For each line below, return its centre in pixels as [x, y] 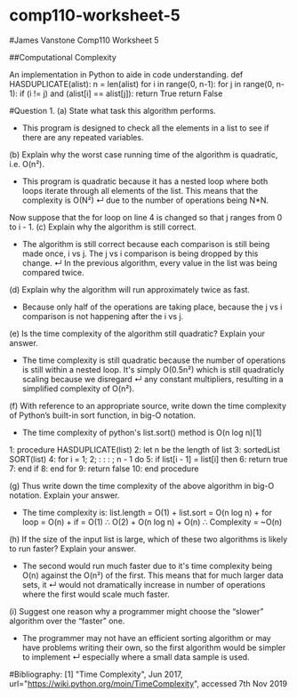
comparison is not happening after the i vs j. [103, 316]
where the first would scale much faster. [96, 594]
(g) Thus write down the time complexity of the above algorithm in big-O [142, 485]
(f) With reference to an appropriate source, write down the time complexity [148, 405]
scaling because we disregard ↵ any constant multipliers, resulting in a [153, 379]
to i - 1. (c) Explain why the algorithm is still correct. [103, 227]
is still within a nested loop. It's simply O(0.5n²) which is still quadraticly [153, 369]
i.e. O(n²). [27, 164]
